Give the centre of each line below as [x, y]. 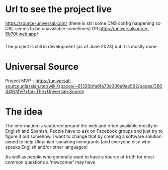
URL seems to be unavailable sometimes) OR [52, 28]
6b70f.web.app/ [22, 34]
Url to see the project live [59, 9]
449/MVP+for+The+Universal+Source [45, 91]
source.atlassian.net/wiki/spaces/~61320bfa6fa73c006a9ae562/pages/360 [84, 86]
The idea [24, 111]
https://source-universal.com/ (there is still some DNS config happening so [83, 23]
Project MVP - [20, 80]
